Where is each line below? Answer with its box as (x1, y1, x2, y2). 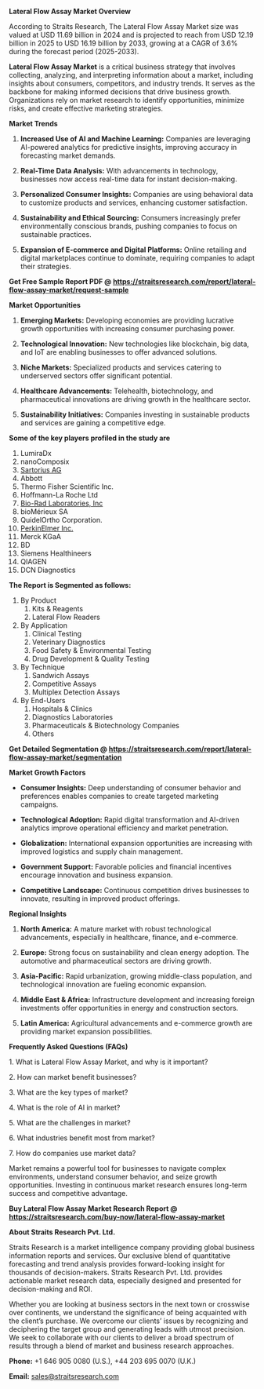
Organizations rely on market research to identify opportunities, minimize (9, 96, 245, 104)
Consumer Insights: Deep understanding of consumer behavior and (20, 783, 241, 792)
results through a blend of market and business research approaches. (9, 1341, 234, 1351)
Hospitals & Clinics (31, 704, 92, 713)
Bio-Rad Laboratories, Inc (20, 498, 103, 508)
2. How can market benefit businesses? (9, 1073, 137, 1081)
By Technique (20, 662, 65, 672)
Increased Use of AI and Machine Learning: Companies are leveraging (20, 134, 251, 144)
